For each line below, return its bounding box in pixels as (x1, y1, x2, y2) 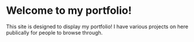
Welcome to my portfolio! (6, 4, 132, 17)
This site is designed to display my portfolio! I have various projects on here (6, 23, 189, 30)
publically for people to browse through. (6, 29, 103, 36)
